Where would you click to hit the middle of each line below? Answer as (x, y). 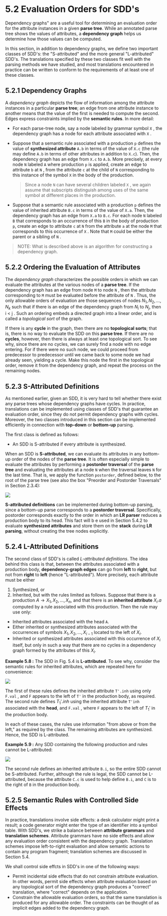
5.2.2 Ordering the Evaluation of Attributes (73, 267)
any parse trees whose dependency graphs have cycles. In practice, (75, 403)
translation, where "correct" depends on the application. (70, 892)
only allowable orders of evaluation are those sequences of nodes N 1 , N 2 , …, (83, 301)
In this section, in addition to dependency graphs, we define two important (82, 48)
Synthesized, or (28, 590)
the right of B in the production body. (43, 784)
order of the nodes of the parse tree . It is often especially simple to (81, 459)
